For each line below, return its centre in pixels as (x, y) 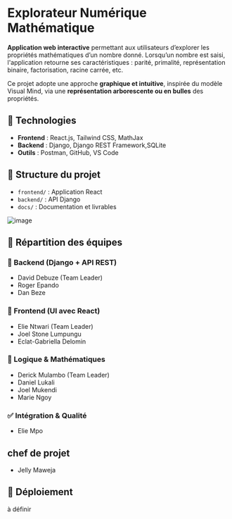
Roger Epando (38, 285)
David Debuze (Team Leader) (60, 278)
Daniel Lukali (36, 382)
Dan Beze (31, 293)
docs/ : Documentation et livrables (67, 206)
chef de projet (39, 453)
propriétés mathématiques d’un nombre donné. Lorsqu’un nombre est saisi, (116, 55)
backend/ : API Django (49, 199)
